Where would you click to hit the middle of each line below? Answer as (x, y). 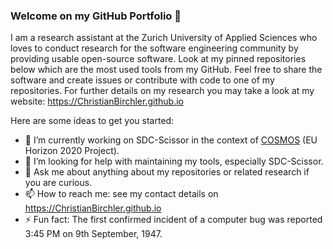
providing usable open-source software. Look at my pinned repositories (158, 59)
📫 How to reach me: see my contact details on (121, 194)
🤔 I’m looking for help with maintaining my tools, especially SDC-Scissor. (174, 161)
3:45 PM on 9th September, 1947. (93, 234)
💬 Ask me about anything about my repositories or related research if (167, 172)
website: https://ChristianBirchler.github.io (97, 101)
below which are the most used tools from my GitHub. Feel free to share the (166, 70)
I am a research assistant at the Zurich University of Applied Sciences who (164, 38)
